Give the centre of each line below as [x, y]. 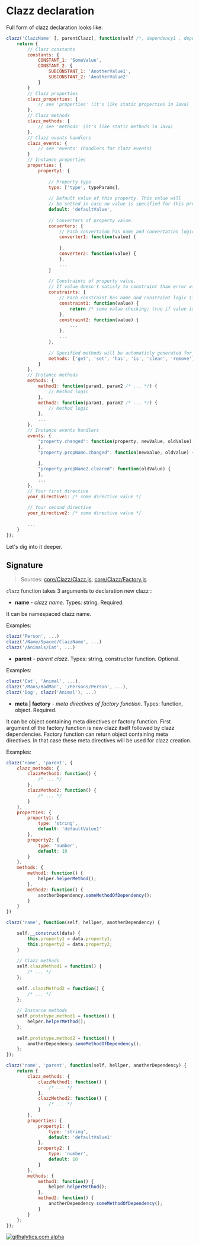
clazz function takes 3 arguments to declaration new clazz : [79, 591]
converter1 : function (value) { [97, 237]
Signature [25, 565]
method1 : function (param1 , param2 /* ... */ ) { [98, 386]
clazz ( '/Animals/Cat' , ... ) [41, 648]
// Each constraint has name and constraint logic [123, 298]
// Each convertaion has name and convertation [119, 232]
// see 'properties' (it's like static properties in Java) [113, 105]
